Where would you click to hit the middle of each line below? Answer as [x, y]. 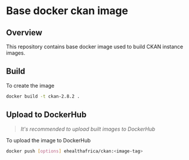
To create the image [30, 85]
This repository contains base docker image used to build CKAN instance [95, 46]
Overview [24, 33]
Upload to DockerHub [46, 115]
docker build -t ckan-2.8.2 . [43, 96]
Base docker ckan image [67, 11]
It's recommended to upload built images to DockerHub [88, 129]
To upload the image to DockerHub [48, 140]
